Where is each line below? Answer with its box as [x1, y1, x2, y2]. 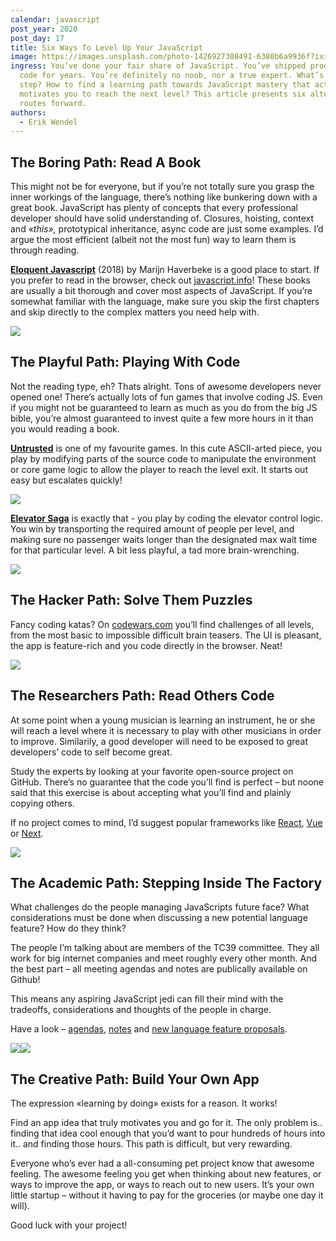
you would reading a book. [10, 422, 120, 435]
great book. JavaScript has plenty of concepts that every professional [10, 202, 298, 214]
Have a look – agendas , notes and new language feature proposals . [10, 1023, 288, 1035]
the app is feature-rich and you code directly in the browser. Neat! [10, 639, 283, 651]
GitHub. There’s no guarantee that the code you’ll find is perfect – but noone [10, 776, 324, 788]
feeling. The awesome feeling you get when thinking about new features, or [10, 1168, 322, 1180]
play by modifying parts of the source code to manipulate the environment [10, 452, 317, 465]
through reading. [10, 244, 80, 256]
